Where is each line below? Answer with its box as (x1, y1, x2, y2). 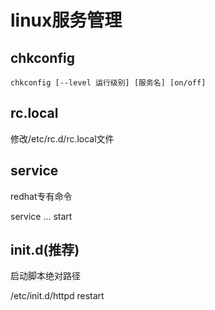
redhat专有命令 (10, 190, 73, 202)
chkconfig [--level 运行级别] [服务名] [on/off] (10, 78, 207, 88)
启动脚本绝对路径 (10, 270, 81, 282)
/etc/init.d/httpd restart (10, 290, 105, 302)
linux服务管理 (10, 9, 123, 32)
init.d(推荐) (10, 242, 80, 259)
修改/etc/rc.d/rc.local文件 (10, 132, 115, 145)
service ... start (10, 210, 73, 222)
